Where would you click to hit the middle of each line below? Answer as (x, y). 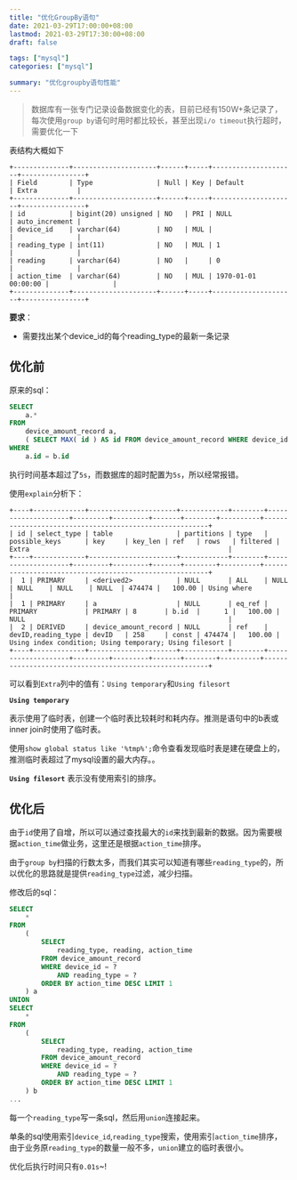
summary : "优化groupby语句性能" (65, 83)
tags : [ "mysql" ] (39, 59)
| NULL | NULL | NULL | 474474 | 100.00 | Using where (131, 588)
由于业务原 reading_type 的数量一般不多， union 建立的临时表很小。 (129, 1147)
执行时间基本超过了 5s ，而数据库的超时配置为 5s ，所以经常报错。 (126, 474)
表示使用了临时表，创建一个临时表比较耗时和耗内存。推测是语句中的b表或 (144, 718)
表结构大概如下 (36, 150)
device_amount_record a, (71, 432)
